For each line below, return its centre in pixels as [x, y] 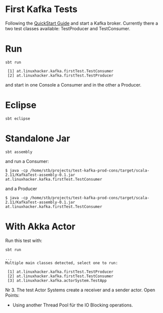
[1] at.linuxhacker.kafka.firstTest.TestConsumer [60, 71]
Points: [12, 295]
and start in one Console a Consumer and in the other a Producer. [73, 85]
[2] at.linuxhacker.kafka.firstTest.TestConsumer [60, 276]
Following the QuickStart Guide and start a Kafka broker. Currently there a [82, 23]
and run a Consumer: [27, 161]
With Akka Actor [40, 226]
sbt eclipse [18, 119]
